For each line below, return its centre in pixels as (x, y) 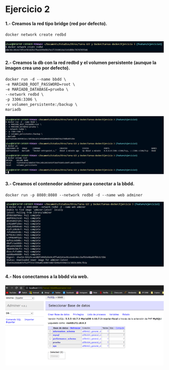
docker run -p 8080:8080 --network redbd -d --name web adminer (74, 195)
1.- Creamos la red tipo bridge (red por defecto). (56, 23)
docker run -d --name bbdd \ (36, 79)
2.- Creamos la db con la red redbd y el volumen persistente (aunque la (81, 62)
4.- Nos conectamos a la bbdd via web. (47, 276)
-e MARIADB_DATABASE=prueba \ (37, 89)
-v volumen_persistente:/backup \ (41, 104)
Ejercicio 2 (28, 9)
